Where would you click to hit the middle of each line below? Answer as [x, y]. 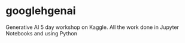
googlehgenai [41, 11]
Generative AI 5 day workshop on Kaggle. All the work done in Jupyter [92, 27]
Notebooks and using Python [41, 33]
